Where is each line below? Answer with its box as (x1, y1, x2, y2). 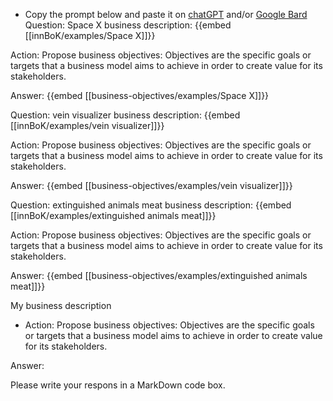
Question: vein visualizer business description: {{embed (10, 109, 241, 121)
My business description (10, 300, 112, 311)
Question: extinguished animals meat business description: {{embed (10, 199, 292, 211)
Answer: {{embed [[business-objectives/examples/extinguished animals (10, 270, 308, 281)
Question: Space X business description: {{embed (24, 19, 232, 31)
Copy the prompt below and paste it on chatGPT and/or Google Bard (24, 9, 308, 20)
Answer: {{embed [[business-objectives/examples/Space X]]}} (10, 90, 270, 101)
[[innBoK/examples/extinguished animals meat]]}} (10, 210, 217, 221)
